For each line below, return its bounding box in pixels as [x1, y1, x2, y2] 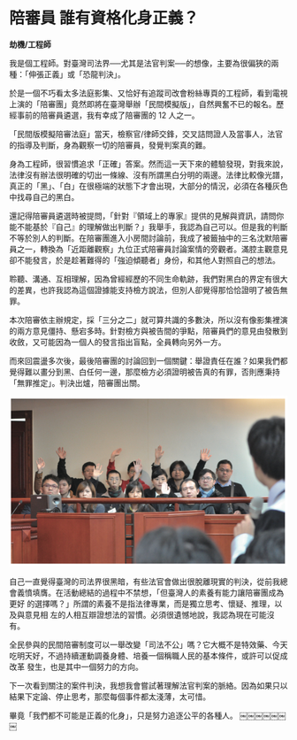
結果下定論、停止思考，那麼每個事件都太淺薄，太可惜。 [9, 691, 210, 702]
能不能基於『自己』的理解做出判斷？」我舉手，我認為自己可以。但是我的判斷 [9, 221, 288, 232]
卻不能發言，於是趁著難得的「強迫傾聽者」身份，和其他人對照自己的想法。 [9, 254, 280, 266]
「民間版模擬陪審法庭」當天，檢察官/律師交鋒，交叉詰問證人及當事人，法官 [9, 128, 284, 139]
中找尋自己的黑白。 [9, 191, 80, 202]
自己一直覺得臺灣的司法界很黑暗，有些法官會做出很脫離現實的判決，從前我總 [9, 576, 288, 587]
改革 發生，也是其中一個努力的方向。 [9, 661, 143, 672]
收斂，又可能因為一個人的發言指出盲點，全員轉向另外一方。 [9, 336, 226, 347]
